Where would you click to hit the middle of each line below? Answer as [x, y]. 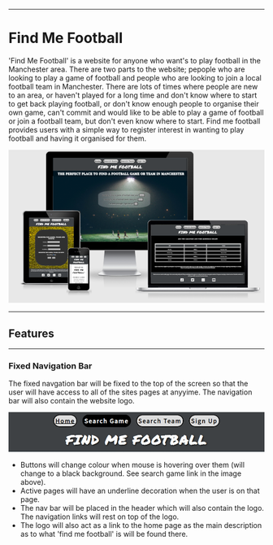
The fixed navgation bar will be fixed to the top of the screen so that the [128, 384]
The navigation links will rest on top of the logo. [100, 517]
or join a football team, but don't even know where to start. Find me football [134, 121]
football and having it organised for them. [78, 138]
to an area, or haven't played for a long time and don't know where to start [133, 95]
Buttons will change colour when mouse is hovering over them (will [132, 465]
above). [33, 482]
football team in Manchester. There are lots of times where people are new [133, 86]
